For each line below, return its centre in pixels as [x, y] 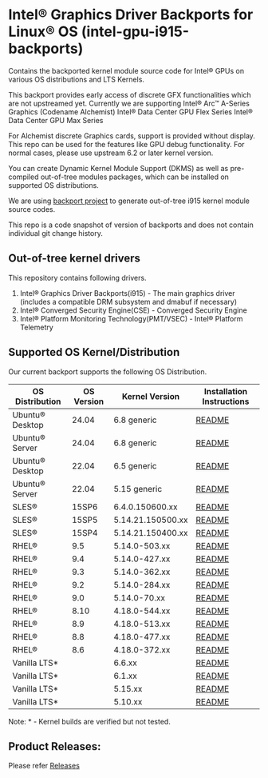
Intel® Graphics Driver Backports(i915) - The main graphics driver [127, 293]
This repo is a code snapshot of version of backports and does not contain [131, 225]
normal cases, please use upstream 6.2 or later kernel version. [111, 153]
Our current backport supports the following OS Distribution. [108, 371]
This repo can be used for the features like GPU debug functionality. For [126, 144]
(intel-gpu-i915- [135, 32]
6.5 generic [135, 465]
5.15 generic [138, 489]
